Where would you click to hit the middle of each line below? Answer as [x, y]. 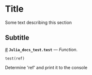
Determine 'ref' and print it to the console [46, 67]
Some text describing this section [38, 22]
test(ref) [15, 58]
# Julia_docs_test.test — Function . [41, 49]
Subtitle [17, 38]
